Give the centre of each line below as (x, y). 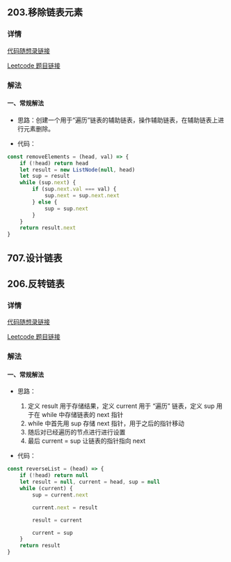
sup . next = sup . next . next (82, 196)
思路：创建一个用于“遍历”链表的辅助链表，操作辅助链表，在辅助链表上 (118, 120)
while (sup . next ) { (48, 183)
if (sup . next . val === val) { (74, 189)
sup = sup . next (66, 208)
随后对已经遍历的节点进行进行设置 (77, 432)
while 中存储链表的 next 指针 (82, 415)
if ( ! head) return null (54, 476)
